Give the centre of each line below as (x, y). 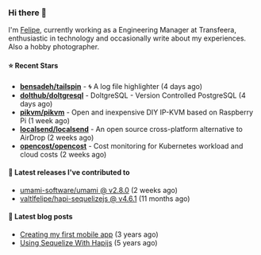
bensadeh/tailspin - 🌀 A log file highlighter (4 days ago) (111, 86)
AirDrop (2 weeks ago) (57, 137)
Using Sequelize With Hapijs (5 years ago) (88, 242)
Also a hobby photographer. (54, 47)
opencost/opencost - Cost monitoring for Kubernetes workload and (131, 145)
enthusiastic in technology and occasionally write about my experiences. (127, 38)
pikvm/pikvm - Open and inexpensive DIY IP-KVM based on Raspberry (136, 112)
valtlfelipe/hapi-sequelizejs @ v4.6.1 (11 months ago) (105, 199)
